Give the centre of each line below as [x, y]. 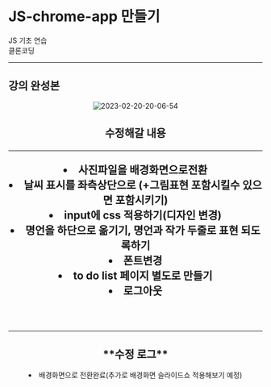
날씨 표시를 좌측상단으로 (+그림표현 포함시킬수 [132, 185]
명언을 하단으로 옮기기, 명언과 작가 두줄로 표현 [132, 231]
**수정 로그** [135, 354]
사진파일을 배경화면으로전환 [143, 170]
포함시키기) [142, 200]
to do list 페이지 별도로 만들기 [143, 276]
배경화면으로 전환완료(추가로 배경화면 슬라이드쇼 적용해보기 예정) [141, 375]
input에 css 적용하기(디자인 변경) [143, 216]
